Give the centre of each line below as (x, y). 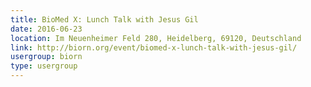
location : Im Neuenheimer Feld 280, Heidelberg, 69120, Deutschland (156, 38)
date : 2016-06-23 (46, 29)
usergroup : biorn (46, 57)
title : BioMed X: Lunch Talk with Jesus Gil (104, 19)
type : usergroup (44, 66)
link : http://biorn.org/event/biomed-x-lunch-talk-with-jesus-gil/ (154, 47)
